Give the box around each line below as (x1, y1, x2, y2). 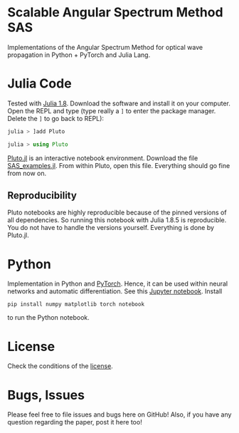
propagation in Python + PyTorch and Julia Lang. (7, 51, 151, 59)
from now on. (7, 169, 47, 177)
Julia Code (7, 75, 73, 92)
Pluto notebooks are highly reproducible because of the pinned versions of (7, 208, 227, 217)
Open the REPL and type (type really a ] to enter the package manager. (7, 106, 216, 115)
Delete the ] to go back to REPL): (7, 114, 105, 122)
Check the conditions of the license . (7, 362, 114, 370)
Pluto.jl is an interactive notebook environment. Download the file (7, 154, 198, 162)
